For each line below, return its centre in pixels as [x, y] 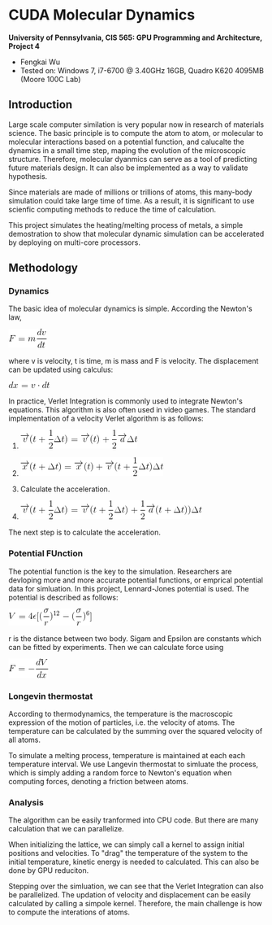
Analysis [26, 802]
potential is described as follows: [64, 597]
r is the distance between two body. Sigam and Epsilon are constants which [135, 638]
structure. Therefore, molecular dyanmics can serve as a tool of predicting [133, 159]
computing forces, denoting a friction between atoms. [99, 782]
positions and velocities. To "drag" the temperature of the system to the [128, 853]
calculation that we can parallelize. [66, 829]
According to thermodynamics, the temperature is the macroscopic [121, 714]
